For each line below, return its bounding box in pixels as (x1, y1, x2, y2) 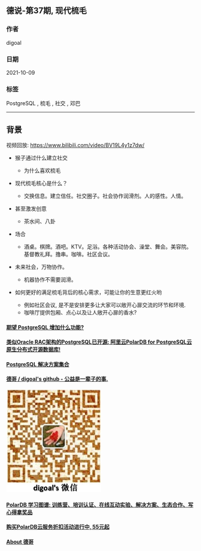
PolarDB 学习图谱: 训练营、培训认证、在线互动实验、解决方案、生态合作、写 (6, 501, 194, 508)
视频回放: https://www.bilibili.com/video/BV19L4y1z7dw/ (6, 142, 145, 149)
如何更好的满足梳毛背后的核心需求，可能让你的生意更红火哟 (14, 289, 162, 296)
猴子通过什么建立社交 (14, 154, 68, 161)
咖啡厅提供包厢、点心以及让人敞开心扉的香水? (23, 309, 137, 316)
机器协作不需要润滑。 (23, 276, 77, 283)
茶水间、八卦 (23, 218, 56, 225)
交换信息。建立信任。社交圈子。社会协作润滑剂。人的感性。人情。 (23, 192, 187, 200)
